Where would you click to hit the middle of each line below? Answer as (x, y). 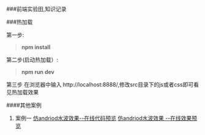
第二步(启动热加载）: (32, 60)
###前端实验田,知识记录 (36, 9)
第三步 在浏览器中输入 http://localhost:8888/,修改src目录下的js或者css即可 (100, 85)
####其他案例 (24, 105)
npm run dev (38, 72)
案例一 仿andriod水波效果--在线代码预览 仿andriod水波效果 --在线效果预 (106, 118)
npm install (36, 47)
